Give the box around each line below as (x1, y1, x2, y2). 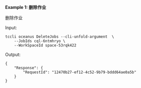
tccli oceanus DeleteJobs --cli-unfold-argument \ (5, 34, 114, 39)
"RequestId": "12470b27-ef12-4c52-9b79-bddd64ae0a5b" (23, 70, 137, 75)
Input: (5, 25, 17, 31)
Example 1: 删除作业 (5, 4, 46, 10)
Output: (5, 51, 21, 57)
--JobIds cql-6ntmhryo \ (14, 39, 66, 44)
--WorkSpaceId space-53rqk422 (14, 43, 77, 48)
